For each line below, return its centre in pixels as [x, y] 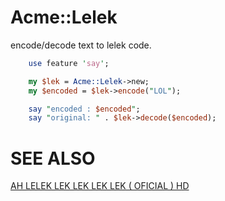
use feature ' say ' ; [69, 63]
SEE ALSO [53, 158]
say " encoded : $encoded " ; [84, 109]
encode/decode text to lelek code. [81, 45]
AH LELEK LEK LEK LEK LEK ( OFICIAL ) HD [100, 186]
